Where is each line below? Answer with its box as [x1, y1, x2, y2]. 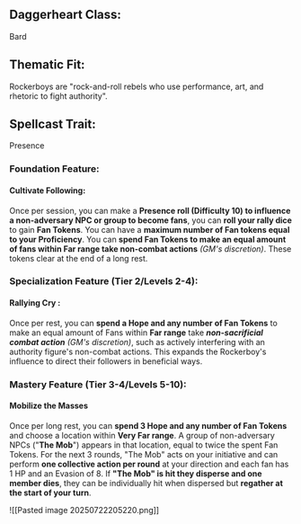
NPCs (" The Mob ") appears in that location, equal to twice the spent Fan [9, 440, 279, 450]
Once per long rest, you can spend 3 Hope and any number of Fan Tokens [9, 420, 288, 431]
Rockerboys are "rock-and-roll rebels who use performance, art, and [9, 81, 264, 92]
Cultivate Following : [9, 184, 86, 196]
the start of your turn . [9, 487, 92, 498]
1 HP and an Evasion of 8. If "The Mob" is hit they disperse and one [9, 467, 262, 479]
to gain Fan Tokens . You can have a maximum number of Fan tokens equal [9, 224, 290, 235]
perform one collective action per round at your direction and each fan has [9, 458, 289, 469]
